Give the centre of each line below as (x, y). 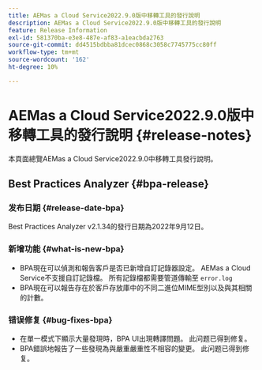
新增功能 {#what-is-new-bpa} (66, 249)
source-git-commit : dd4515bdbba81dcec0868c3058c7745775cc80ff (112, 45)
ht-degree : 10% (33, 67)
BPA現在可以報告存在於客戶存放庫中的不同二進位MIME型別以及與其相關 (136, 287)
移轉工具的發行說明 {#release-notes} (130, 135)
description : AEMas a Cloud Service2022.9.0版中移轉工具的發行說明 (115, 23)
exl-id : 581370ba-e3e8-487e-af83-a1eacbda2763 (86, 38)
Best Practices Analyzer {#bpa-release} (109, 184)
